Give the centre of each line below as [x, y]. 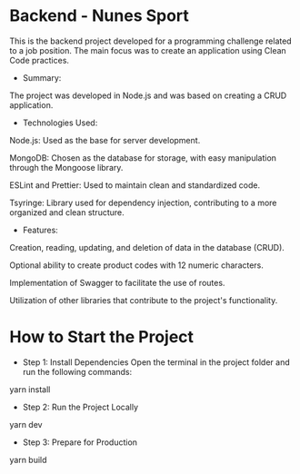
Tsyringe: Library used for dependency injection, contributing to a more [143, 202]
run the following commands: [77, 371]
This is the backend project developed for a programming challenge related [151, 41]
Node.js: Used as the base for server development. [105, 140]
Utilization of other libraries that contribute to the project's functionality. [144, 300]
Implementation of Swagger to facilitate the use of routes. [117, 282]
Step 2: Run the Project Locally [80, 407]
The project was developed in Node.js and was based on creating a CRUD [148, 95]
